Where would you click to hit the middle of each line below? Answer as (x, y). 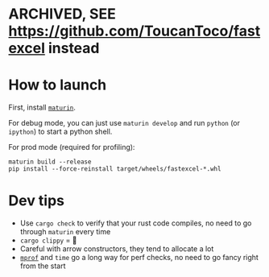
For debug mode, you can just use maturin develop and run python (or (124, 123)
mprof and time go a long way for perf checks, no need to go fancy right (139, 258)
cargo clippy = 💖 (49, 240)
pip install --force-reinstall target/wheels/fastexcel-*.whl (115, 169)
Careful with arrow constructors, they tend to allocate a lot (117, 249)
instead (74, 48)
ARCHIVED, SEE (62, 14)
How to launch (58, 85)
